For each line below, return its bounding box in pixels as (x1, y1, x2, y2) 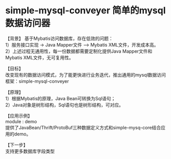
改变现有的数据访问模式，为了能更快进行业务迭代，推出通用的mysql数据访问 (5, 72, 166, 78)
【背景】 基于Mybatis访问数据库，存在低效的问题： (5, 35, 114, 41)
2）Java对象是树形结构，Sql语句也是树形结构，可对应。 (5, 102, 124, 108)
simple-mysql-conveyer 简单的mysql (5, 5, 166, 16)
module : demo (5, 118, 37, 124)
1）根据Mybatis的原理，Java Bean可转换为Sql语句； (5, 95, 116, 101)
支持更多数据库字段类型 (5, 148, 55, 154)
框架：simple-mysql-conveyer (5, 78, 69, 84)
